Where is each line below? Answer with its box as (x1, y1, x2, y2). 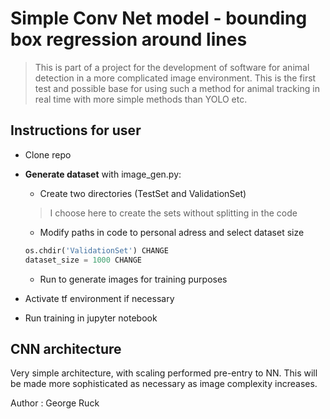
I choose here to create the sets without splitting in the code (49, 207, 298, 219)
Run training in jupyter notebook (24, 312, 158, 324)
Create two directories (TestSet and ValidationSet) (39, 187, 247, 199)
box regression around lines (10, 28, 248, 51)
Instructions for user (10, 122, 142, 139)
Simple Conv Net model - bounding (10, 7, 308, 30)
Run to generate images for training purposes (39, 273, 228, 285)
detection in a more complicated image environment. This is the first (34, 72, 317, 84)
